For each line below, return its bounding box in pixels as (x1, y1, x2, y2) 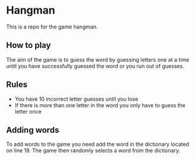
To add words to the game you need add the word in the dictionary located (6, 140, 189, 148)
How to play (6, 40, 51, 50)
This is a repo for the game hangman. (6, 23, 98, 30)
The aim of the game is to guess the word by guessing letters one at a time (6, 56, 190, 63)
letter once (14, 108, 42, 115)
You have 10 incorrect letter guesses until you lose (14, 95, 139, 103)
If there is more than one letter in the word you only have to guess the (14, 101, 185, 108)
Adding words (6, 125, 59, 135)
